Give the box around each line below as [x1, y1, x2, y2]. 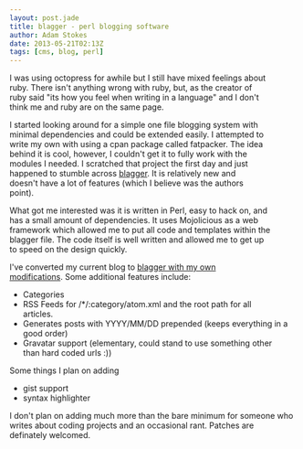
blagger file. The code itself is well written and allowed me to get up [9, 234, 265, 245]
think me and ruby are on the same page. [9, 102, 164, 112]
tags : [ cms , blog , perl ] [9, 48, 104, 57]
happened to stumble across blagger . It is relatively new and [9, 168, 236, 179]
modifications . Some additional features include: [9, 272, 192, 283]
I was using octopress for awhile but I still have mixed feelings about [9, 72, 266, 83]
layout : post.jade [9, 13, 79, 23]
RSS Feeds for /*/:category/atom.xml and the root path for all [22, 299, 252, 310]
